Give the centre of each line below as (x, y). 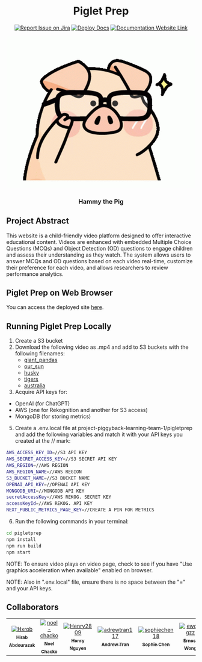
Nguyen (78, 649)
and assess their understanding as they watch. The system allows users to (99, 255)
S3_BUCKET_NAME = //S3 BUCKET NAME (48, 478)
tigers (31, 379)
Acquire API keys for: (41, 392)
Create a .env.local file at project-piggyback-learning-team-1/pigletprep (104, 428)
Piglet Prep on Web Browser (60, 293)
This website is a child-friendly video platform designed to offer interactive (99, 236)
